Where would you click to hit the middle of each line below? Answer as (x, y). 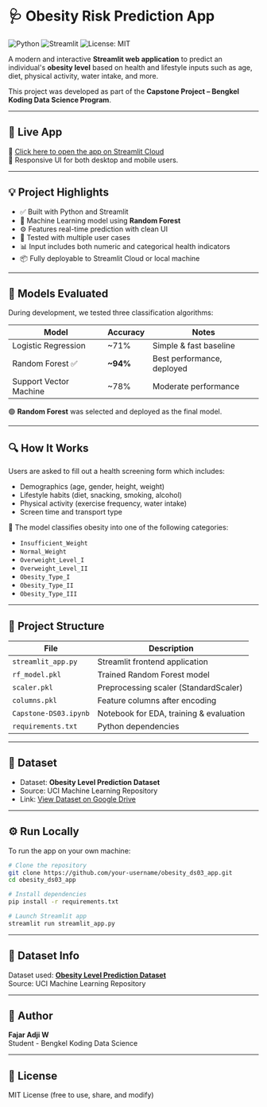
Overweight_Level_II (54, 569)
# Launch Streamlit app (48, 916)
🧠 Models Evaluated (58, 293)
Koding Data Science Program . (60, 99)
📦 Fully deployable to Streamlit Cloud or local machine (110, 258)
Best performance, (187, 359)
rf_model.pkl (37, 675)
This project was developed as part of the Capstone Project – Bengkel (124, 91)
